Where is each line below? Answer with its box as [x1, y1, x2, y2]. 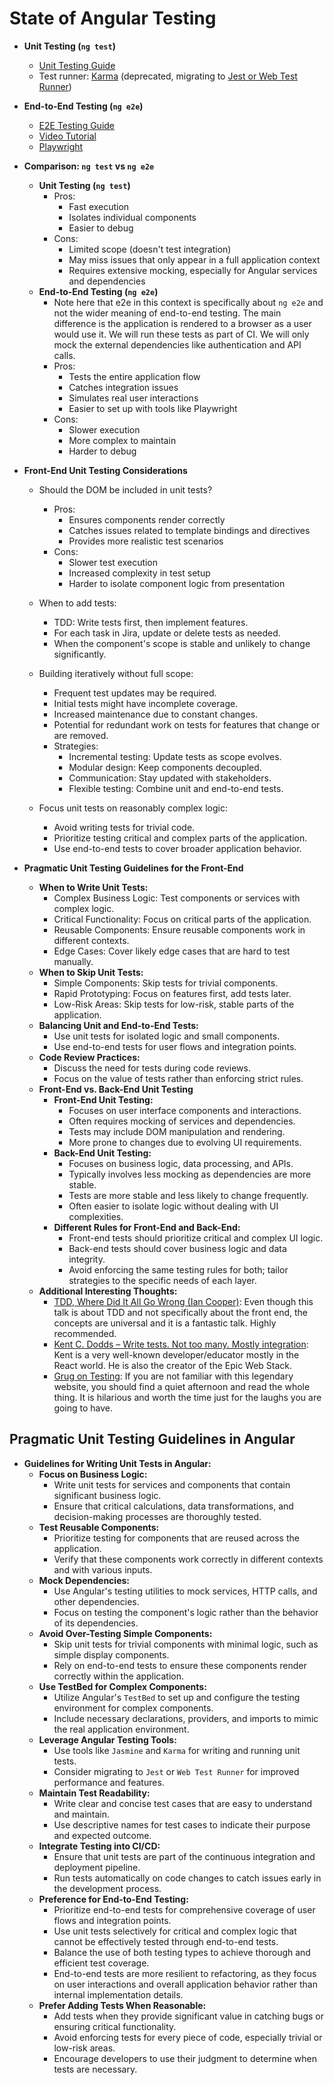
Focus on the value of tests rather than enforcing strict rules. [53, 1072, 304, 1084]
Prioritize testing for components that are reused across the [53, 1532, 300, 1544]
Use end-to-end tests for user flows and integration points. [53, 1040, 297, 1052]
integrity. [68, 1253, 106, 1265]
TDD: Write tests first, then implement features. [53, 616, 249, 628]
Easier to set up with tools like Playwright [68, 402, 238, 414]
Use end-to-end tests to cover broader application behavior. [53, 842, 302, 854]
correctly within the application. [53, 1670, 185, 1682]
